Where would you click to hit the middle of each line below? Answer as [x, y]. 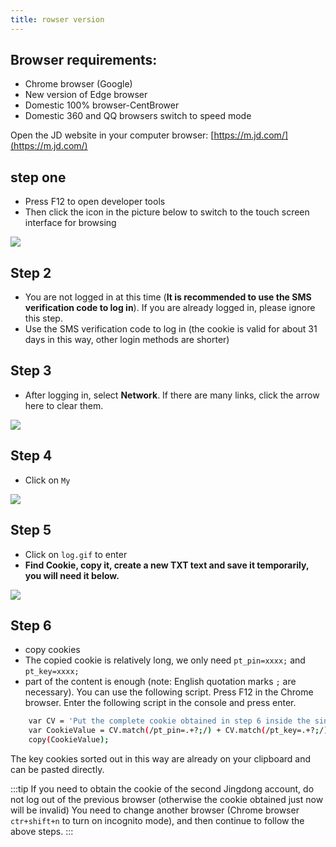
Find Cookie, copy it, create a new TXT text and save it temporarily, [167, 565]
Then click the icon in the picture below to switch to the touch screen [167, 212]
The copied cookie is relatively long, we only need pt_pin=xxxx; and [165, 660]
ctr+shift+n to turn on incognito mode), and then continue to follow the [157, 820]
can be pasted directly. [57, 769]
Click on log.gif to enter [76, 554]
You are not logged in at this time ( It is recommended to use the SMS [168, 297]
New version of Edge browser [86, 95]
